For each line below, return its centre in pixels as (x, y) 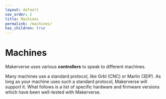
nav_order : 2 (19, 14)
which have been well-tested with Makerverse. (53, 92)
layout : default (22, 10)
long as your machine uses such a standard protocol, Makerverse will (76, 82)
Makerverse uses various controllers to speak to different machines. (76, 67)
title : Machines (22, 19)
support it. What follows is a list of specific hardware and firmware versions (83, 87)
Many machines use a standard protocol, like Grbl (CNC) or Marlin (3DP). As (83, 76)
